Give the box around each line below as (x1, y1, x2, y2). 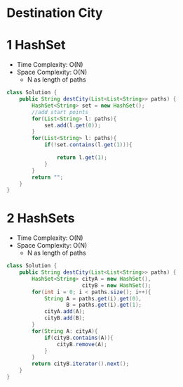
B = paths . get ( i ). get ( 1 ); (66, 301, 142, 309)
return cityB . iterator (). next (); (32, 360, 130, 367)
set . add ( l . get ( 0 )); (43, 122, 101, 129)
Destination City (6, 5, 103, 21)
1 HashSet (6, 37, 66, 53)
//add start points (32, 108, 89, 115)
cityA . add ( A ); (43, 308, 86, 315)
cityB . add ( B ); (43, 315, 86, 322)
